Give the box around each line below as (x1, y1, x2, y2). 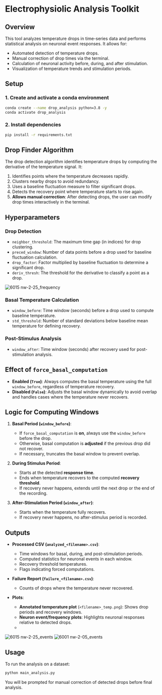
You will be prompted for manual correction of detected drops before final (5, 679, 152, 685)
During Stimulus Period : (12, 460, 61, 466)
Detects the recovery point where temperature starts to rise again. (12, 189, 144, 195)
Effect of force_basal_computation (5, 365, 108, 374)
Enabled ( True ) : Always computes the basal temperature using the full (12, 378, 152, 384)
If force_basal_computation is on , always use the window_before (19, 430, 146, 436)
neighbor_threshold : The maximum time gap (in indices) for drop (12, 239, 141, 245)
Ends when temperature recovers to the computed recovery (19, 475, 140, 481)
